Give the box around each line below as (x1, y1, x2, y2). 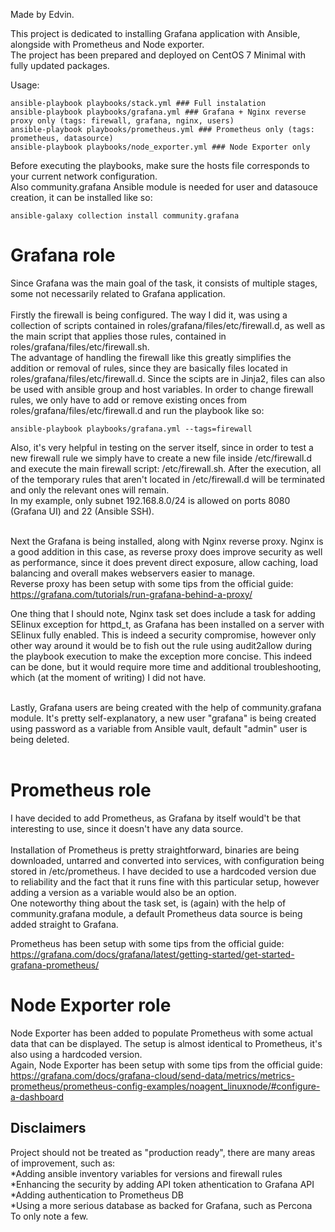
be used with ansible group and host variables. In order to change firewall (10, 383, 314, 395)
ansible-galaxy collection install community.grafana (10, 211, 240, 221)
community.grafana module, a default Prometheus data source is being (10, 907, 303, 919)
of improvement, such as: (10, 1157, 116, 1169)
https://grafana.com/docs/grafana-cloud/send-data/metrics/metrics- (10, 1069, 295, 1081)
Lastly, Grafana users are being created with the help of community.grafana (10, 701, 322, 713)
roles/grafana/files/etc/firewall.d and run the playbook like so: (10, 404, 265, 416)
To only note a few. (10, 1210, 89, 1222)
